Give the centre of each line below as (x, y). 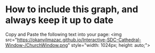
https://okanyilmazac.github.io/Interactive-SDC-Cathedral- (79, 40)
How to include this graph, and (72, 9)
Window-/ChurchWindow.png (37, 45)
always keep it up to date (60, 20)
